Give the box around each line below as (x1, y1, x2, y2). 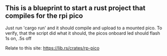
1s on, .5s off (5, 35, 32, 41)
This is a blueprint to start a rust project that (5, 4, 145, 12)
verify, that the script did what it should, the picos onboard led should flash (5, 30, 160, 36)
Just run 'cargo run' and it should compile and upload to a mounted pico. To (5, 25, 162, 31)
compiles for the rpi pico (5, 12, 83, 20)
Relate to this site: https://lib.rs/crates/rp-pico (5, 45, 100, 51)
